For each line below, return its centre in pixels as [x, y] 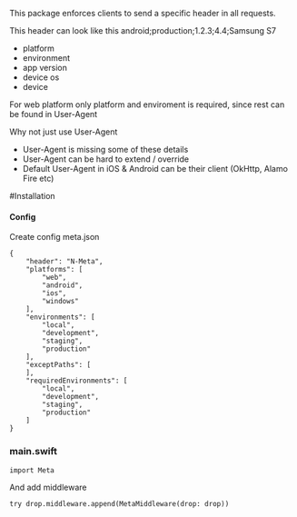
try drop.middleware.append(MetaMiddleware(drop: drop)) [119, 503]
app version [45, 68]
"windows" [60, 302]
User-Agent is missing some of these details [105, 149]
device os [41, 77]
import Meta [32, 470]
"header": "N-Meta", [64, 262]
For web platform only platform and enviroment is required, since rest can [147, 104]
